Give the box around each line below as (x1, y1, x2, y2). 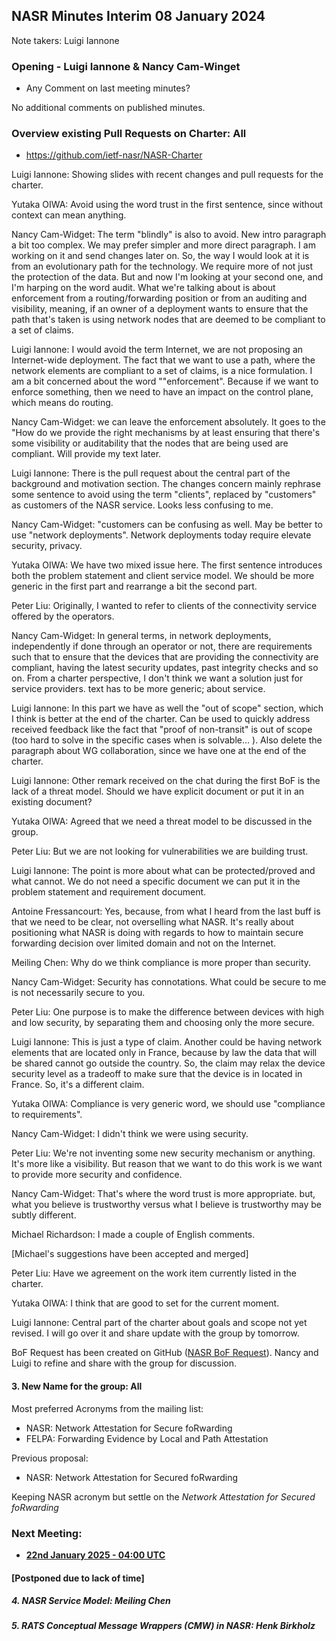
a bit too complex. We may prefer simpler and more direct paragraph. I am (11, 239, 316, 251)
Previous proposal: (11, 1452, 89, 1464)
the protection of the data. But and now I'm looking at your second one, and (11, 271, 324, 283)
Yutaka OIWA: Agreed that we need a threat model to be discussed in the (11, 815, 313, 828)
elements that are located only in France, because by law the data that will (11, 1047, 318, 1059)
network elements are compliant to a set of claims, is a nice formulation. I (11, 365, 313, 377)
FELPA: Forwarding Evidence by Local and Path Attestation (25, 1432, 269, 1444)
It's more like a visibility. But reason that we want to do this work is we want (11, 1158, 323, 1170)
